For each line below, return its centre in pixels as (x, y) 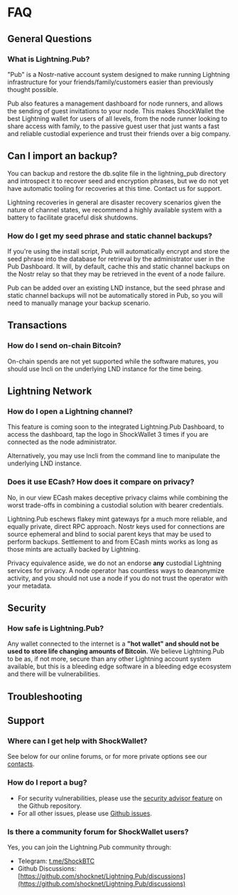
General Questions (50, 39)
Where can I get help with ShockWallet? (77, 741)
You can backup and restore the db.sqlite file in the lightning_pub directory (117, 173)
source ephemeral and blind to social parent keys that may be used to (109, 534)
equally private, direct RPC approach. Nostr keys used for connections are (116, 526)
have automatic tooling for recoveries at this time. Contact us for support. (115, 188)
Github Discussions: (47, 869)
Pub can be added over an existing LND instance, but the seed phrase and (116, 288)
